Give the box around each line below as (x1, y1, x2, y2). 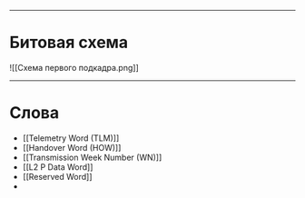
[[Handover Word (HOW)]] (22, 142, 122, 153)
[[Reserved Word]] (22, 171, 93, 182)
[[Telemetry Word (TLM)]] (22, 133, 120, 144)
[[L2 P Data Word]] (22, 161, 93, 173)
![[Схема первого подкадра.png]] (9, 62, 139, 73)
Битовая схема (9, 33, 129, 53)
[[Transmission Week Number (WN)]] (22, 152, 162, 163)
